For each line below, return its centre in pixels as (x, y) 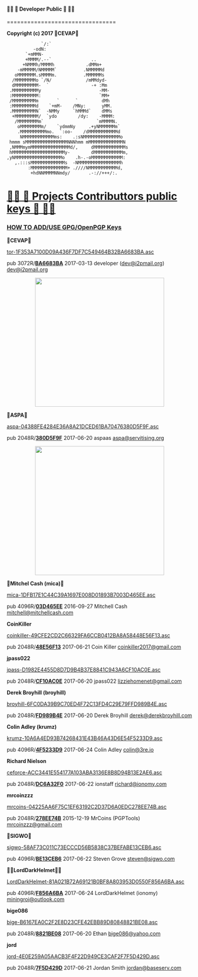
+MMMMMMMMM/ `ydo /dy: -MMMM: (64, 116)
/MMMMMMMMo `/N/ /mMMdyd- (60, 80)
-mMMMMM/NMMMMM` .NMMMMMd (61, 70)
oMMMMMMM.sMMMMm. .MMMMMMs (60, 75)
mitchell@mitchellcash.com (40, 612)
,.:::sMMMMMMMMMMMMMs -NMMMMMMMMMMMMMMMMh (69, 163)
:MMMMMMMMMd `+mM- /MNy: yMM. (61, 106)
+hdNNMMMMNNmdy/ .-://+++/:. (74, 173)
